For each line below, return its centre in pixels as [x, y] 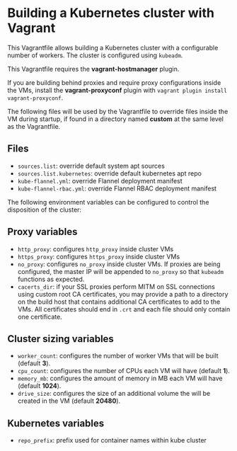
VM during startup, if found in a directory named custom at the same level [116, 119]
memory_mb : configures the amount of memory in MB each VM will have [120, 378]
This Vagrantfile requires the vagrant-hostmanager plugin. [93, 69]
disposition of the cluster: [45, 210]
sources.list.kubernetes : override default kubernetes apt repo [109, 173]
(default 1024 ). [39, 386]
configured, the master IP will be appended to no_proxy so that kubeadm [121, 271]
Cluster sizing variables [61, 339]
